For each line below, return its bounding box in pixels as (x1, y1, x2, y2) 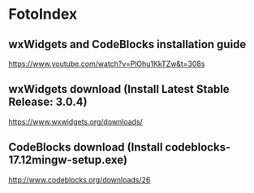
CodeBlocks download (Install (8, 140, 163, 155)
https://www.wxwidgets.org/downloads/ (8, 116, 144, 126)
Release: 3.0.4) (8, 95, 88, 109)
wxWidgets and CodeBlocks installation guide (8, 37, 247, 51)
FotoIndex (8, 5, 78, 24)
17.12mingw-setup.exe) (8, 153, 128, 167)
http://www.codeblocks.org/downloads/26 (8, 174, 151, 184)
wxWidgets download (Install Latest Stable (8, 82, 230, 96)
